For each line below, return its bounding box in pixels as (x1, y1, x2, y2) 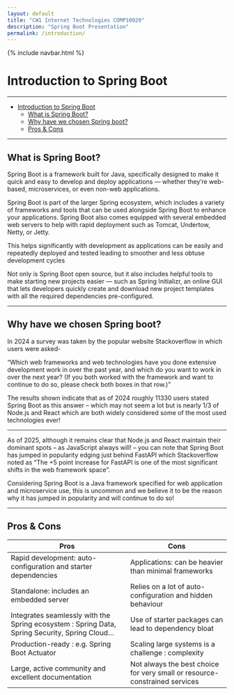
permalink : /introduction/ (7, 29, 86, 37)
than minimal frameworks (130, 565, 214, 575)
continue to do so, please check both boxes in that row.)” (7, 380, 171, 389)
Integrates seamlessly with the (10, 610, 111, 620)
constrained (130, 676, 169, 686)
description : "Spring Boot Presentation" (7, 23, 130, 30)
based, (7, 185, 27, 193)
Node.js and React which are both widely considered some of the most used (7, 408, 226, 416)
